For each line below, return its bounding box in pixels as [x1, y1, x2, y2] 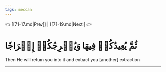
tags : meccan [5, 7, 32, 12]
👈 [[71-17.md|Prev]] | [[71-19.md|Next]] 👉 [5, 21, 92, 27]
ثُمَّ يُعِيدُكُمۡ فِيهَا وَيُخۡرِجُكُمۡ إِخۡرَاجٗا [5, 40, 137, 51]
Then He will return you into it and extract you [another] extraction [5, 56, 140, 62]
